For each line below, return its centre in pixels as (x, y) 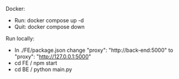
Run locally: (20, 38)
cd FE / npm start (36, 63)
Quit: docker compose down (49, 27)
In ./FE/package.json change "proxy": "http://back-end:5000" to (94, 50)
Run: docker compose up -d (49, 20)
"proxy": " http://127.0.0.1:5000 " (53, 56)
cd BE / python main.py (43, 69)
